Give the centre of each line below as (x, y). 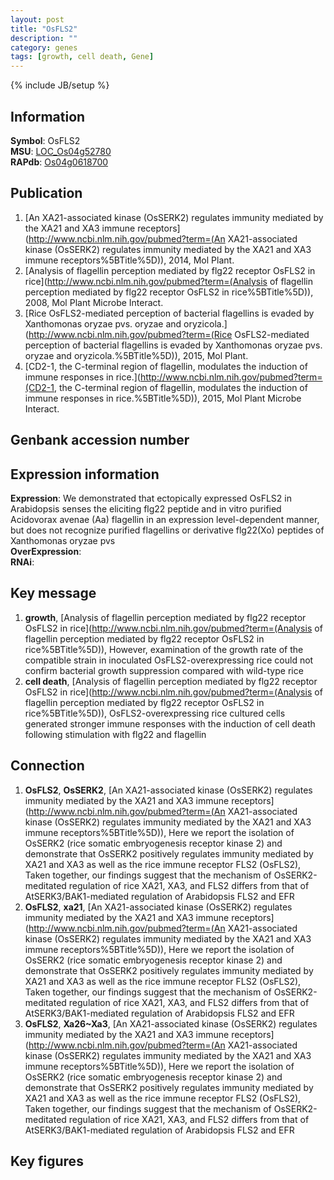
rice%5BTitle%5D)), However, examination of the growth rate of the (164, 649)
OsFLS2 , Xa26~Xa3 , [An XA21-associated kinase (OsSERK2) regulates (171, 1023)
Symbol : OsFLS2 (45, 140)
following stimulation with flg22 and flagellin (115, 734)
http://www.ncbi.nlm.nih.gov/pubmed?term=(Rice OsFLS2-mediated (169, 334)
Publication (46, 193)
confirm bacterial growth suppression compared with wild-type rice (164, 670)
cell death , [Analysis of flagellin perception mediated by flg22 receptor (171, 681)
